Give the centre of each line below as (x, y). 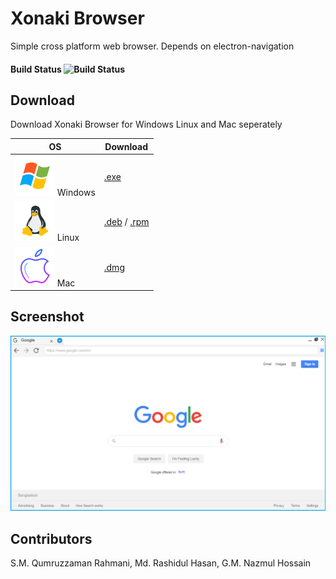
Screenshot (47, 317)
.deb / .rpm (126, 222)
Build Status (36, 69)
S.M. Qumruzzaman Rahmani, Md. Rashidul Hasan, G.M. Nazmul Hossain (161, 563)
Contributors (51, 538)
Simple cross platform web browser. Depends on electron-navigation (152, 46)
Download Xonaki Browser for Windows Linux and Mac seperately (146, 124)
